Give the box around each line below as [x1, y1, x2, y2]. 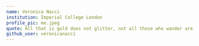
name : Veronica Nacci [6, 8, 60, 15]
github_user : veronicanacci [6, 31, 76, 37]
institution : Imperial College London [6, 14, 102, 20]
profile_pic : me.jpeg [6, 20, 60, 26]
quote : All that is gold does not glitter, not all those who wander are [6, 25, 194, 32]
